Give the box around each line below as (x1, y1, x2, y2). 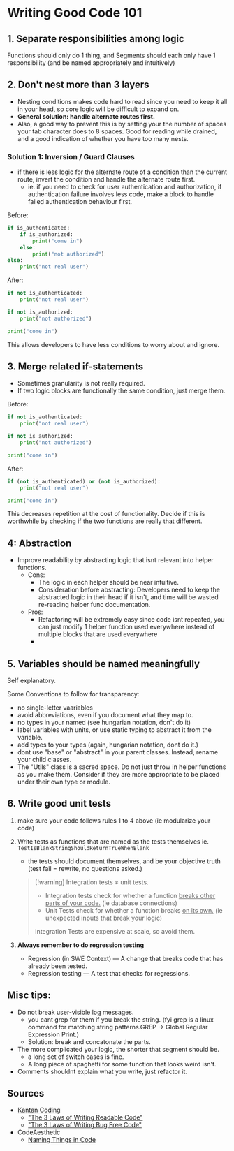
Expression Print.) (27, 1030, 79, 1039)
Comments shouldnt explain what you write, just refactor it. (17, 1067, 187, 1076)
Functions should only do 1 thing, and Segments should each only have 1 (7, 51, 216, 59)
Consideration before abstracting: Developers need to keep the (38, 585, 220, 594)
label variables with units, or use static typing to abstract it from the (17, 726, 212, 734)
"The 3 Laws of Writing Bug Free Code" (27, 1121, 142, 1129)
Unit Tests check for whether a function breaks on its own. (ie (45, 906, 223, 914)
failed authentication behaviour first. (27, 198, 133, 206)
